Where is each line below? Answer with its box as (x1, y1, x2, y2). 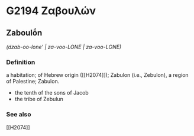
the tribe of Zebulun (14, 96, 64, 103)
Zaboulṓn (6, 28, 43, 38)
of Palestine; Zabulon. (6, 78, 60, 85)
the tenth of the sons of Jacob (14, 89, 89, 96)
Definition (6, 58, 35, 66)
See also (6, 111, 31, 119)
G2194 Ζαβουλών (6, 4, 96, 18)
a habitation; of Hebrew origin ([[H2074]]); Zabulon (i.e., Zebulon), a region (6, 72, 189, 79)
